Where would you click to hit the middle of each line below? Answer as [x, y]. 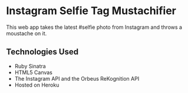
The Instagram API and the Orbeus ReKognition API [77, 78]
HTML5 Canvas [34, 72]
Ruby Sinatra [30, 66]
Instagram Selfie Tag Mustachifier [91, 11]
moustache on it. [27, 33]
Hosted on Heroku [37, 85]
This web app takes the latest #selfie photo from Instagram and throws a [94, 27]
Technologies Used [42, 52]
